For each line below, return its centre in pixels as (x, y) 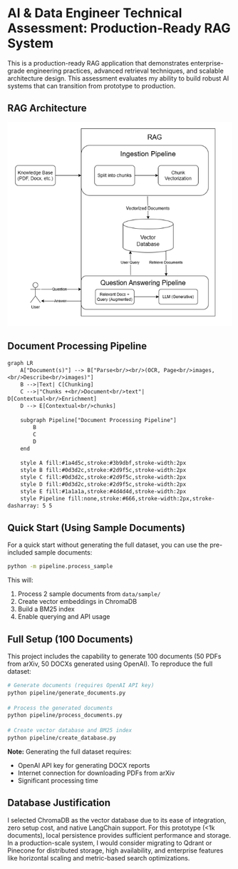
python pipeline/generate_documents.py (67, 693)
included (20, 552)
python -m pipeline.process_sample (60, 567)
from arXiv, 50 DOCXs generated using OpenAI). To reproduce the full (110, 664)
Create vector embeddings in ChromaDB (77, 602)
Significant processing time (58, 780)
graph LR (20, 364)
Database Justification (59, 803)
